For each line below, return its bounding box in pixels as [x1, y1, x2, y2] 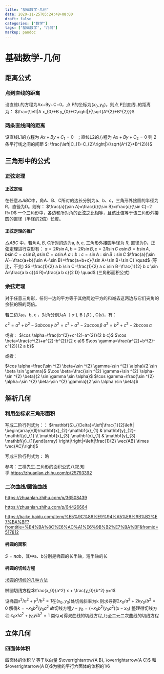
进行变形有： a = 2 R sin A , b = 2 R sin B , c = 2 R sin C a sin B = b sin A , [18, 246, 150, 252]
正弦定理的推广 [5, 228, 35, 234]
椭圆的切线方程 [5, 565, 35, 571]
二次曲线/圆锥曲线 [5, 483, 47, 490]
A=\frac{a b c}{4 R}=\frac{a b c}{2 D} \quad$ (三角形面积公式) [5, 270, 130, 275]
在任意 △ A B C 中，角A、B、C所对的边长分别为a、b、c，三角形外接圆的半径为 [5, 198, 159, 203]
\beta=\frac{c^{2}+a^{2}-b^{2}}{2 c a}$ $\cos [5, 338, 98, 344]
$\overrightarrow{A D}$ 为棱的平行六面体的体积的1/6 [5, 663, 110, 669]
